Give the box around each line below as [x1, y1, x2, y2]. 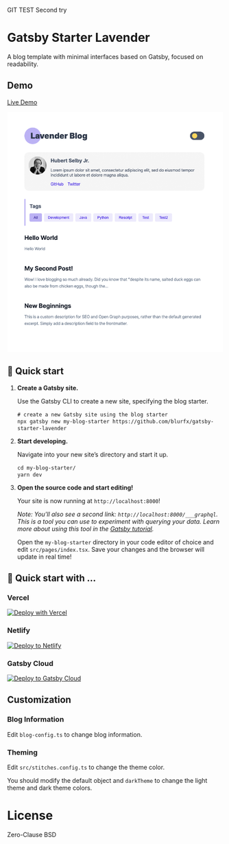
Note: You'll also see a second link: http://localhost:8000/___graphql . [16, 510, 218, 518]
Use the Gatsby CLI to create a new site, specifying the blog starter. [16, 397, 209, 405]
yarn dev [16, 471, 43, 478]
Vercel [7, 593, 29, 603]
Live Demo [7, 98, 38, 106]
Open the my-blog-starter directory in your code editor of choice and [16, 537, 214, 546]
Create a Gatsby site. [16, 384, 79, 392]
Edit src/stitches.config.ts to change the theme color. [7, 763, 165, 772]
